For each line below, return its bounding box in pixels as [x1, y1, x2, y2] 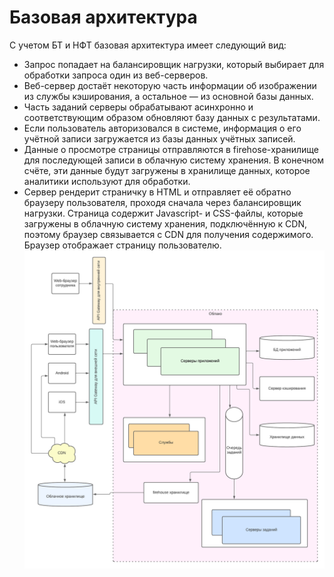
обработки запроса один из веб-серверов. [23, 69, 209, 81]
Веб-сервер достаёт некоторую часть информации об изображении [23, 79, 317, 91]
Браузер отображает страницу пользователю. [23, 239, 222, 251]
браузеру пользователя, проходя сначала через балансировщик [23, 196, 302, 208]
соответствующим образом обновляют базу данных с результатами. [23, 111, 321, 123]
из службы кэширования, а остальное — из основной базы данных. [23, 90, 314, 102]
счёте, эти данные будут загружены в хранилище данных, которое [23, 164, 311, 176]
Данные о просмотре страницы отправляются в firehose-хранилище [23, 143, 320, 155]
